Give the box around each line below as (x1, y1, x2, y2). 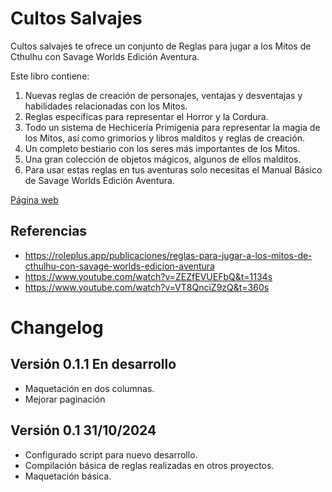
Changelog (10, 316, 104, 339)
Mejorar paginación (24, 393, 106, 405)
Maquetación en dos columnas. (24, 382, 155, 394)
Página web (10, 193, 59, 206)
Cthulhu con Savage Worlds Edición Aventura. (10, 50, 200, 62)
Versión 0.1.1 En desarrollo (10, 356, 177, 373)
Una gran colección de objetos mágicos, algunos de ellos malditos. (24, 153, 302, 165)
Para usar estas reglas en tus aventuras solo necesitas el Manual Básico (24, 163, 323, 176)
